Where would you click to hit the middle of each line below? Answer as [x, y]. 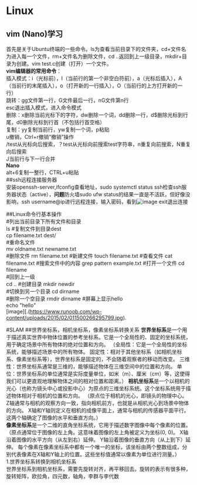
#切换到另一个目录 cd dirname [43, 291]
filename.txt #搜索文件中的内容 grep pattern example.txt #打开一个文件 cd [95, 263]
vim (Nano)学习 [35, 34]
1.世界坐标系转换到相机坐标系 [41, 462]
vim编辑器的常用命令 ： [34, 71]
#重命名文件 [21, 242]
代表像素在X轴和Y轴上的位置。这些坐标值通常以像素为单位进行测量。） [96, 454]
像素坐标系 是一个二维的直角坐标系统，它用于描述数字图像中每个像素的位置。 [98, 425]
